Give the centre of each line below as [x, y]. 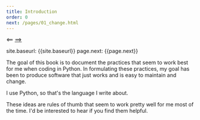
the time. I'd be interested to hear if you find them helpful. [77, 111]
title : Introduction [32, 12]
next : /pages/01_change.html [42, 23]
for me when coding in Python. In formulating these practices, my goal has [98, 69]
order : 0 [17, 17]
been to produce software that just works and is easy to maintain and [91, 75]
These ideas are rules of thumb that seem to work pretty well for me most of [100, 105]
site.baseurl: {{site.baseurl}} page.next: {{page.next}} [72, 51]
